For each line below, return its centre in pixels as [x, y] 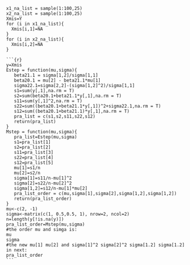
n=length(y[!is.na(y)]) [35, 219]
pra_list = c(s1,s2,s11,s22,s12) [55, 116]
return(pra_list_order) [43, 199]
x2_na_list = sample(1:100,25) [44, 14]
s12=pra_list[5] [34, 163]
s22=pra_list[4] [34, 157]
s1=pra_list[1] [32, 142]
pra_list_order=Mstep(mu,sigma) [45, 224]
